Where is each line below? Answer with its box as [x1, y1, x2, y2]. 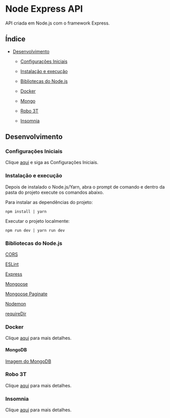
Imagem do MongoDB [5, 358, 52, 364]
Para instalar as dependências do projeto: [5, 199, 93, 205]
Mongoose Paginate [5, 291, 47, 297]
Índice [5, 35, 26, 43]
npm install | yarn [5, 209, 47, 214]
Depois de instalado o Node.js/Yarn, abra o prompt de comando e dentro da [5, 183, 165, 190]
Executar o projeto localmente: [5, 218, 70, 224]
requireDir [5, 311, 27, 317]
